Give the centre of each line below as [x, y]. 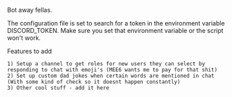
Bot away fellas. [30, 10]
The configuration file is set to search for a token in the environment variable [116, 23]
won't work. [24, 38]
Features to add [30, 51]
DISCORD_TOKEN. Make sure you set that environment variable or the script [115, 31]
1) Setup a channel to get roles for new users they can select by [106, 64]
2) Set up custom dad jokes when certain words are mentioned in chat [111, 76]
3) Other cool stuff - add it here [58, 88]
